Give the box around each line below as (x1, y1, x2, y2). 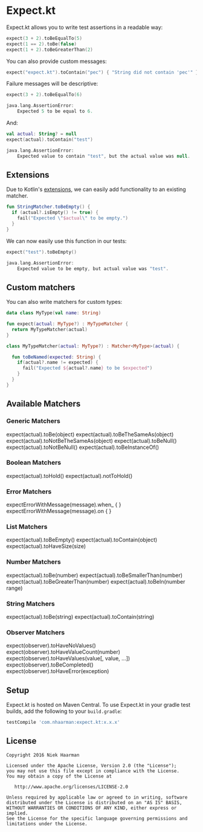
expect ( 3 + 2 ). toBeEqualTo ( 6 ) (6, 92, 83, 98)
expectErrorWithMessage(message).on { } (6, 508, 112, 515)
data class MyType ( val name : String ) (6, 310, 101, 316)
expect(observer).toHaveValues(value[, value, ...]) (6, 655, 130, 662)
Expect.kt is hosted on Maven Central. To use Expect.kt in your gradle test (6, 701, 191, 709)
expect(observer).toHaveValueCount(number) (6, 648, 121, 656)
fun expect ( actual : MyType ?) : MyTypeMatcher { (6, 321, 129, 327)
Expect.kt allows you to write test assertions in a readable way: (6, 24, 163, 31)
